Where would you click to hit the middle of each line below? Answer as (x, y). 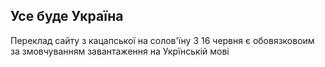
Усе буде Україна (67, 16)
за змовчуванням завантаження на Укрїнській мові (120, 51)
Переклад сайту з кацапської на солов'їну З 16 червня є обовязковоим (162, 40)
